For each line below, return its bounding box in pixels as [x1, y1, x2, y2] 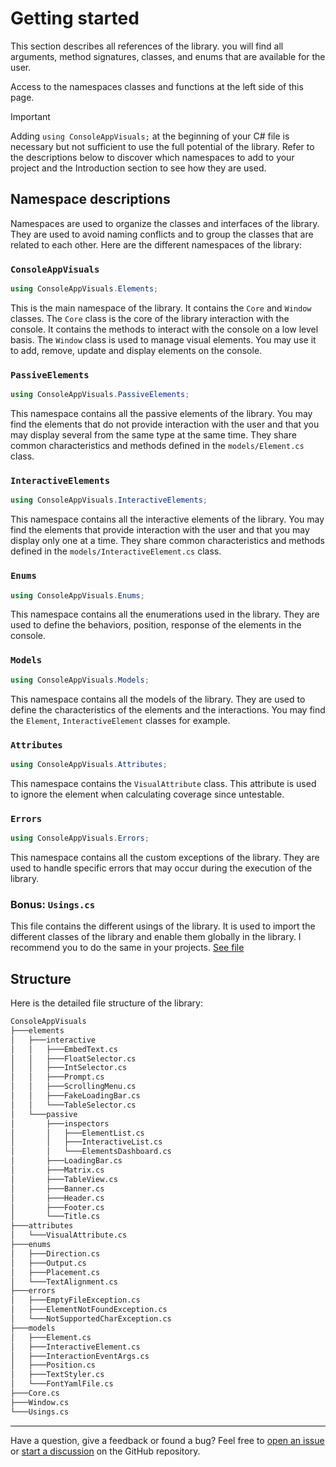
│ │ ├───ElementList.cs [10, 1128, 145, 1138]
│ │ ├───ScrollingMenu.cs [10, 1082, 137, 1092]
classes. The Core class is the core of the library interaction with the [10, 312, 290, 324]
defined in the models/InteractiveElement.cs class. [10, 545, 222, 557]
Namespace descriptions [10, 191, 171, 208]
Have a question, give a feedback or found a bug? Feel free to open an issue [10, 1434, 325, 1446]
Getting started [10, 7, 140, 30]
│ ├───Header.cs [10, 1193, 105, 1203]
